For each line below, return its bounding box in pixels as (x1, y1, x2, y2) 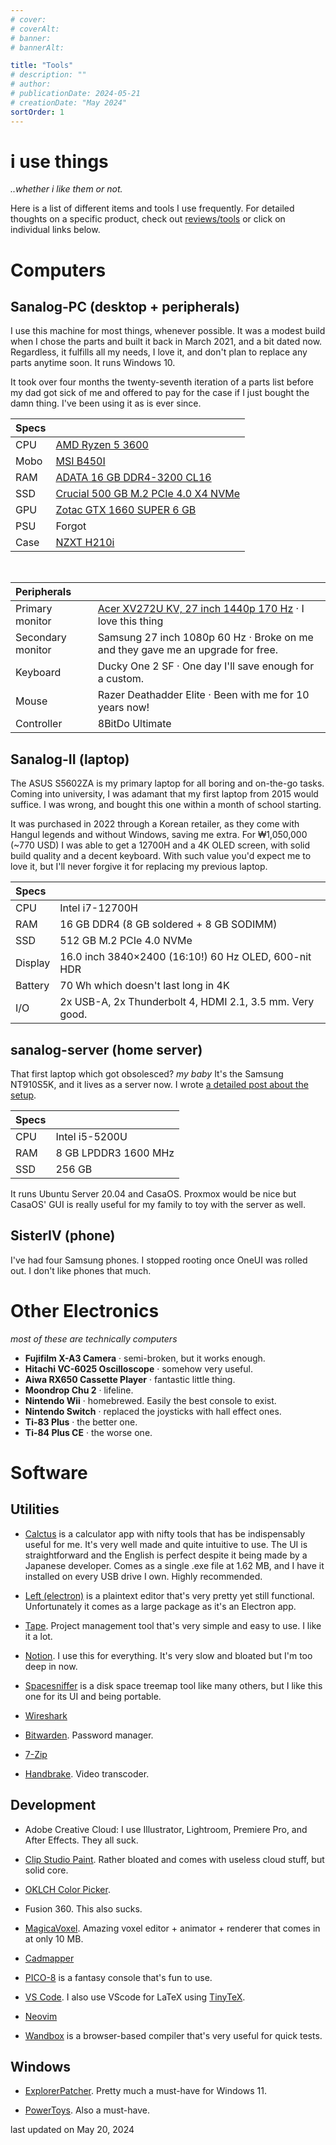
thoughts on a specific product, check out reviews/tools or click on (10, 213, 286, 225)
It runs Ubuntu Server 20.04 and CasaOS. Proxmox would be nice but (10, 1188, 297, 1200)
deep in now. (24, 1660, 78, 1672)
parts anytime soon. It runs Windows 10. (10, 357, 176, 369)
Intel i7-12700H (59, 901, 138, 915)
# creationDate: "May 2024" (10, 97, 128, 108)
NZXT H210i (55, 536, 115, 550)
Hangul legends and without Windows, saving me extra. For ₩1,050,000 (10, 829, 308, 841)
